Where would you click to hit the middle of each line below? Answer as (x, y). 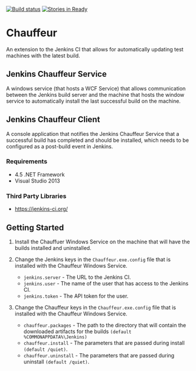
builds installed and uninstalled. (53, 248)
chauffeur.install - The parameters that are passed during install (104, 343)
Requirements (27, 161)
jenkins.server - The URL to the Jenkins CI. (77, 277)
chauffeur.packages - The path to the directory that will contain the (105, 325)
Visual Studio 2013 (37, 181)
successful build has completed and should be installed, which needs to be (97, 140)
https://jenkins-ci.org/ (41, 209)
